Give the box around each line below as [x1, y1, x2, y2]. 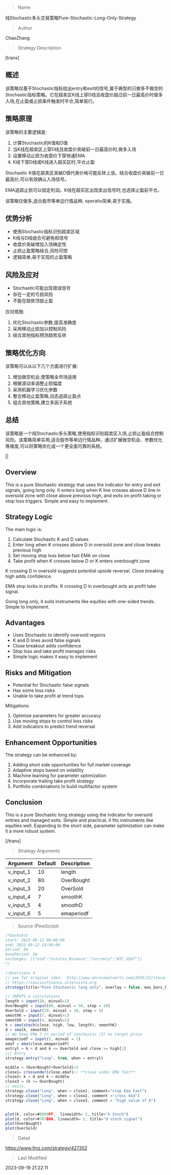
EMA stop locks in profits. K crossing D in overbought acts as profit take [5, 583, 156, 589]
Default [38, 860, 56, 867]
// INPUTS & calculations [5, 994, 60, 999]
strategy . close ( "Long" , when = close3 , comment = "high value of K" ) [5, 1098, 156, 1103]
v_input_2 [8, 877, 31, 884]
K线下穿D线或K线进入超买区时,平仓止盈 [12, 159, 95, 165]
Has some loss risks [12, 687, 55, 693]
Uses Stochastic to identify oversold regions [12, 632, 106, 638]
